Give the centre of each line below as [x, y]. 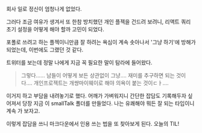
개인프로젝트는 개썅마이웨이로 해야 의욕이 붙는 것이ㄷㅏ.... [101, 83]
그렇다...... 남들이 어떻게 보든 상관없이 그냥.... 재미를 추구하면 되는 [98, 75]
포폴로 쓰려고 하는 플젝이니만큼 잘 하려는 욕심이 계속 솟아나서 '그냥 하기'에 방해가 [101, 42]
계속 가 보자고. [23, 111]
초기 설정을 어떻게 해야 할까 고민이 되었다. [55, 29]
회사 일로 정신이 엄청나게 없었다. [44, 9]
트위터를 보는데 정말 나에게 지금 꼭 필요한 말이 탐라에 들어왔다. [79, 63]
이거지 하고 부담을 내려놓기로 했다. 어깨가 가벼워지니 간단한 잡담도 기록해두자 [96, 96]
